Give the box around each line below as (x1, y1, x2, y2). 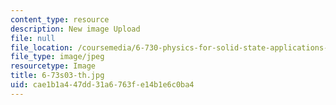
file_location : (10, 42, 74, 53)
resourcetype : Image (10, 61, 97, 71)
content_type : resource (10, 14, 110, 25)
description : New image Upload (10, 24, 141, 34)
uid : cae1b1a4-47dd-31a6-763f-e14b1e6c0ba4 (10, 80, 195, 90)
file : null (10, 33, 56, 43)
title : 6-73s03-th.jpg (10, 71, 105, 81)
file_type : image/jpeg (10, 52, 105, 62)
